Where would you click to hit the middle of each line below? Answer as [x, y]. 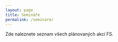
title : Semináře [23, 15]
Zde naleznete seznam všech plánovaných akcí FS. [60, 34]
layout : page [19, 10]
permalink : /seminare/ [30, 19]
